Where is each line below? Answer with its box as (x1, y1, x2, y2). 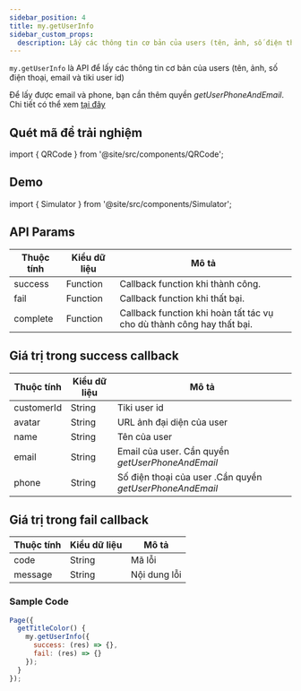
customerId (13, 401, 63, 413)
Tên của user (116, 430, 173, 443)
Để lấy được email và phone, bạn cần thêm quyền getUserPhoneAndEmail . (9, 90, 285, 100)
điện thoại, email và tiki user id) (9, 73, 125, 83)
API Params (9, 225, 76, 240)
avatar (13, 416, 40, 428)
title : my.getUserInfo (9, 22, 94, 30)
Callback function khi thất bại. (119, 292, 245, 305)
